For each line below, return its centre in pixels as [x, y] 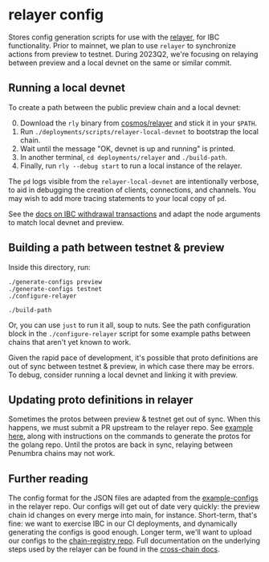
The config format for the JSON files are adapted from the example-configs [133, 498]
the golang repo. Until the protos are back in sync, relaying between [121, 445]
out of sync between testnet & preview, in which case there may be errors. [131, 366]
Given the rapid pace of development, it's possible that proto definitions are [133, 357]
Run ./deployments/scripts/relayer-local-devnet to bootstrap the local [139, 131]
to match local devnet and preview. [66, 222]
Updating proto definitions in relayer [101, 400]
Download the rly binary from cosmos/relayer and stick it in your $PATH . [139, 123]
